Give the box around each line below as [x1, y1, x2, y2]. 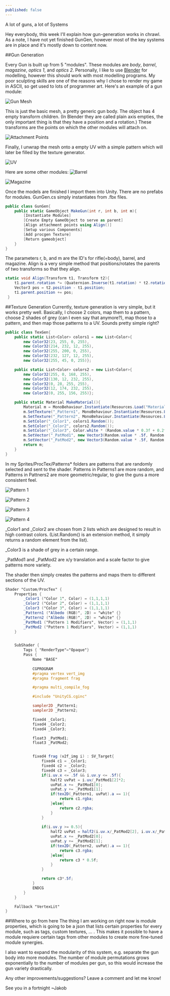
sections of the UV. [5, 577, 45, 583]
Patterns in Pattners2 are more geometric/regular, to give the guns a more [5, 472, 159, 478]
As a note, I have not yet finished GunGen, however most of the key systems [5, 36, 164, 43]
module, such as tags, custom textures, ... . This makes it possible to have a [5, 929, 163, 935]
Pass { [23, 652, 37, 658]
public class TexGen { [5, 330, 51, 335]
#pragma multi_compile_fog [32, 685, 90, 690]
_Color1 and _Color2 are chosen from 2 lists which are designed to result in [5, 526, 161, 532]
